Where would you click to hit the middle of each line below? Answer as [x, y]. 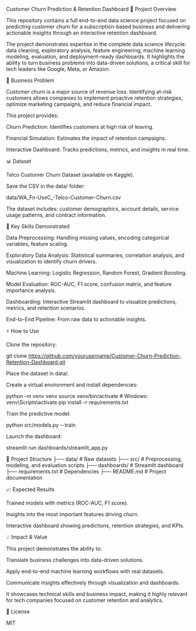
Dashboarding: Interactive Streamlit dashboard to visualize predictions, [92, 302]
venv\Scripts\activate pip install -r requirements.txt [67, 402]
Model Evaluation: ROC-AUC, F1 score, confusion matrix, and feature [89, 284]
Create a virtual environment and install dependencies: [72, 385]
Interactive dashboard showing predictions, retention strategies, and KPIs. [95, 526]
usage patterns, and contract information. [56, 215]
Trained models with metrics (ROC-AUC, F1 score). [67, 503]
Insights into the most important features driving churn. [73, 514]
